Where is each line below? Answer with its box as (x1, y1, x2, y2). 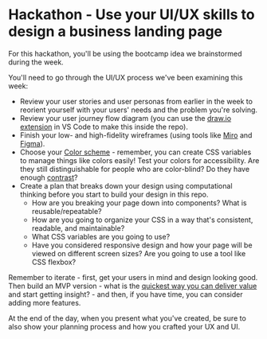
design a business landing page (8, 22, 223, 41)
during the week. (8, 57, 64, 67)
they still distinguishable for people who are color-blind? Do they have (19, 164, 249, 173)
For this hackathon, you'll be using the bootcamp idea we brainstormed (8, 49, 242, 58)
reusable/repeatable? (31, 206, 102, 216)
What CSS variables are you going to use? (31, 232, 171, 241)
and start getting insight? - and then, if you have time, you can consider (8, 289, 243, 299)
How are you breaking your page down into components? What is (31, 197, 247, 208)
